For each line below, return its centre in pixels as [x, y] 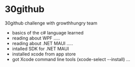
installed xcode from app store [44, 54]
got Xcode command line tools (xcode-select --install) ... [71, 59]
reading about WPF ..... [36, 38]
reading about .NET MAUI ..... [42, 43]
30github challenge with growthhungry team [51, 23]
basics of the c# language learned [48, 32]
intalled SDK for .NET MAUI [40, 48]
